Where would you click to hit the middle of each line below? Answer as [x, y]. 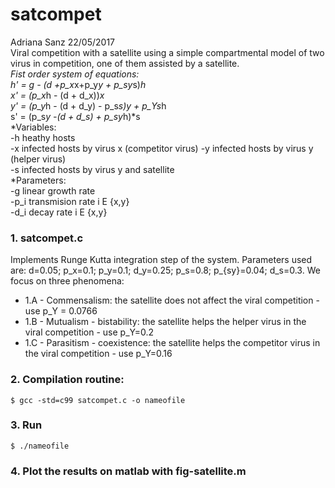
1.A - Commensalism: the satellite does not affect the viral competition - [172, 300]
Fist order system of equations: [75, 74]
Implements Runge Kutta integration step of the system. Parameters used [161, 260]
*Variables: [33, 127]
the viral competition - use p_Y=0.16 [98, 354]
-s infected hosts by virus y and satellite [92, 169]
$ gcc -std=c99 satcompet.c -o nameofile [98, 400]
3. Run [26, 425]
